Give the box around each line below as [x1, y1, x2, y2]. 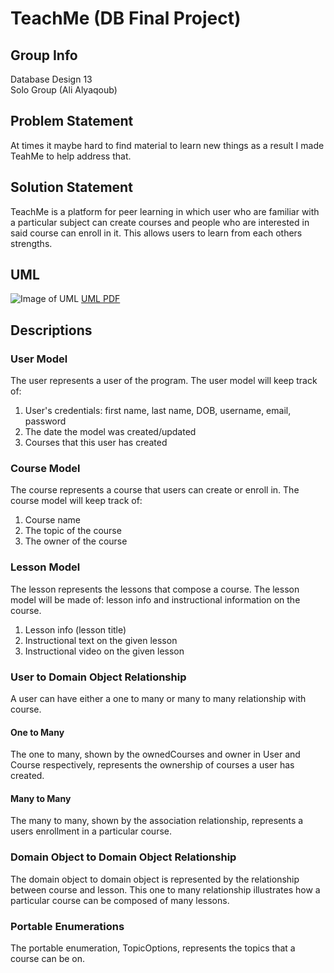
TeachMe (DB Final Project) [10, 7, 242, 30]
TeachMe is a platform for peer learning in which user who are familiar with [10, 205, 320, 217]
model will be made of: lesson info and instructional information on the [10, 593, 301, 606]
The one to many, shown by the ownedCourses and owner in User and [10, 748, 301, 761]
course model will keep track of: [10, 495, 143, 507]
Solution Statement [10, 179, 133, 196]
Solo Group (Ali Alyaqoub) [10, 84, 118, 96]
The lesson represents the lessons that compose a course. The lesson [10, 583, 300, 595]
